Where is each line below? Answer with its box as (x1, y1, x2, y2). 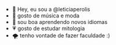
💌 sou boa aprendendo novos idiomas (12, 19, 108, 25)
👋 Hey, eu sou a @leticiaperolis (12, 6, 90, 13)
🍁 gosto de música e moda (12, 12, 80, 19)
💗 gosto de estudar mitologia (12, 25, 85, 32)
